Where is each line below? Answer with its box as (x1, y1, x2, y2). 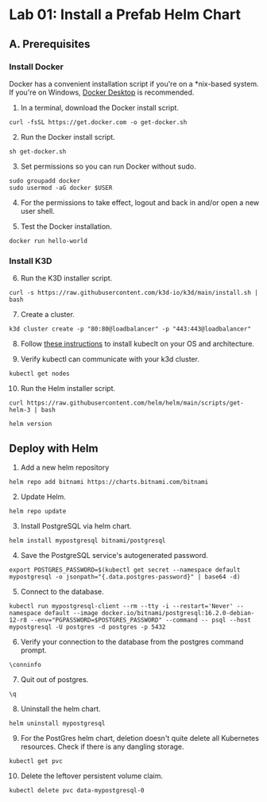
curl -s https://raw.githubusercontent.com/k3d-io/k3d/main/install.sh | (9, 289, 259, 297)
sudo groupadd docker (9, 176, 81, 184)
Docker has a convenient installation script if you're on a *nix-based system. (9, 79, 259, 88)
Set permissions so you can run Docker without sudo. (20, 161, 197, 171)
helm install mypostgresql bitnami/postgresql (9, 537, 166, 544)
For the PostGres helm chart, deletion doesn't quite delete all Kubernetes (20, 733, 259, 742)
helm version (9, 420, 52, 428)
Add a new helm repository (20, 463, 110, 472)
